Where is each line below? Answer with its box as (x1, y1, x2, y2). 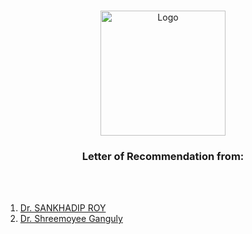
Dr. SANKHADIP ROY (19, 202, 107, 214)
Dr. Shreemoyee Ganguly (19, 213, 123, 225)
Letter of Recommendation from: (81, 149, 245, 163)
